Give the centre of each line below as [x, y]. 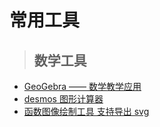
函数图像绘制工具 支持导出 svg [86, 111]
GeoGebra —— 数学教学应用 [82, 86]
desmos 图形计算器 [63, 99]
